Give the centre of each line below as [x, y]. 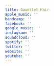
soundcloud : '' [21, 38]
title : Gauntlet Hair [27, 10]
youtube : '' [17, 56]
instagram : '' [20, 33]
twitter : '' [17, 47]
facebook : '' [18, 24]
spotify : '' [17, 42]
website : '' [17, 51]
